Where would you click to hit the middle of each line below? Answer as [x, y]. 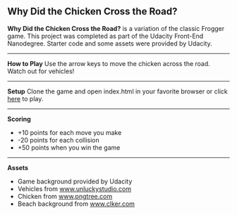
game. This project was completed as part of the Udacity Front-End [105, 36]
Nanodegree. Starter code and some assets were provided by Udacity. [110, 43]
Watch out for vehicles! [41, 71]
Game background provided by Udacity [75, 181]
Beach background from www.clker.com [76, 204]
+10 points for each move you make [69, 132]
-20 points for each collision [59, 140]
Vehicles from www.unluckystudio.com [74, 188]
